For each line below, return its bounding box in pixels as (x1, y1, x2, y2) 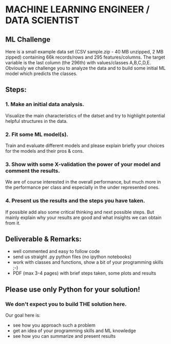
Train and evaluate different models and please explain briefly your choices (5, 142, 165, 149)
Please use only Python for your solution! (5, 285, 140, 294)
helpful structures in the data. (5, 118, 68, 124)
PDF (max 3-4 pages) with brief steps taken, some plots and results (12, 270, 157, 276)
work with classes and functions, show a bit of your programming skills (12, 259, 163, 265)
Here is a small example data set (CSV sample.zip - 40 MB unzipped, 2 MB (5, 49, 164, 55)
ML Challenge (5, 35, 50, 44)
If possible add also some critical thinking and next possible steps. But (5, 209, 154, 215)
